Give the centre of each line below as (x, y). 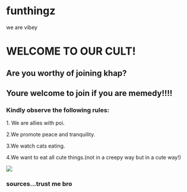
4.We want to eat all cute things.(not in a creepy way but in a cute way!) (94, 158)
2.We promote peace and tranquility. (51, 135)
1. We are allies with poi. (36, 123)
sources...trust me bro (39, 184)
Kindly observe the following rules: (58, 110)
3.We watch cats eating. (36, 146)
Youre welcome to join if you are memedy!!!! (89, 93)
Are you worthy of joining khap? (66, 73)
